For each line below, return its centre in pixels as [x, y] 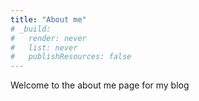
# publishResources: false [71, 57]
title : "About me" [48, 19]
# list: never [44, 47]
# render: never [48, 38]
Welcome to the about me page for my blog [100, 85]
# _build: [31, 29]
